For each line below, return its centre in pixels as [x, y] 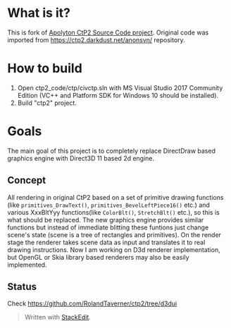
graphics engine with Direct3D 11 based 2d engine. [81, 158]
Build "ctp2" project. [47, 103]
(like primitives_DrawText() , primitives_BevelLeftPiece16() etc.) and [108, 205]
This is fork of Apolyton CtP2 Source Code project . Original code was [108, 32]
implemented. [27, 265]
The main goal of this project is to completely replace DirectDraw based [112, 151]
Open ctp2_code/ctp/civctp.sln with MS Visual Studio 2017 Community [120, 88]
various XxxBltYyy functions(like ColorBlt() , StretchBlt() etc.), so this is [113, 212]
